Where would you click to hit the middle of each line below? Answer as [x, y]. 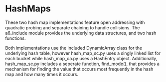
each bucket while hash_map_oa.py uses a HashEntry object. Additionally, [81, 58]
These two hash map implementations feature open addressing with [75, 22]
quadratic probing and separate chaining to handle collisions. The [73, 27]
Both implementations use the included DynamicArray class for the [74, 48]
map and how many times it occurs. [42, 74]
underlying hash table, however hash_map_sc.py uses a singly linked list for [83, 53]
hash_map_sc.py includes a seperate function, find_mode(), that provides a [82, 64]
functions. [15, 38]
